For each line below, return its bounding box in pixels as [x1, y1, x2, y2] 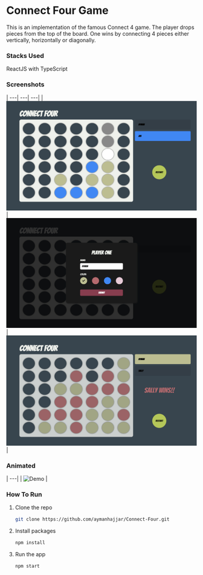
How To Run [6, 490, 42, 498]
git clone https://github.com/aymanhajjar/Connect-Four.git [14, 516, 170, 522]
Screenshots [6, 80, 45, 89]
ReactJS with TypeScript [6, 65, 68, 72]
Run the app [14, 551, 46, 557]
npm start [14, 563, 40, 569]
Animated [6, 461, 36, 470]
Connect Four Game [6, 4, 109, 18]
